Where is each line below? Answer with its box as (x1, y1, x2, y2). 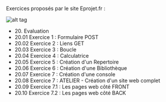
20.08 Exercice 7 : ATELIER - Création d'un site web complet (14, 77, 161, 84)
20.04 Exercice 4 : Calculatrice (14, 52, 89, 59)
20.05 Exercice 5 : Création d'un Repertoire (14, 58, 119, 65)
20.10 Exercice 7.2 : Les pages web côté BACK (14, 90, 127, 96)
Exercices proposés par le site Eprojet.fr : (6, 5, 106, 12)
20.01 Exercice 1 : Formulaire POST (14, 34, 99, 40)
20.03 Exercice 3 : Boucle (14, 46, 77, 53)
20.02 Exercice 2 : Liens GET (14, 40, 85, 47)
